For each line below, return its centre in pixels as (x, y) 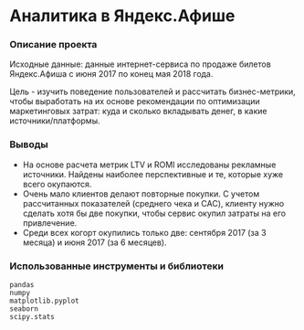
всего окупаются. (57, 184)
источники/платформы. (55, 121)
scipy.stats (32, 317)
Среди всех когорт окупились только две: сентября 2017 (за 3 (144, 232)
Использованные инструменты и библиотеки (116, 266)
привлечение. (50, 223)
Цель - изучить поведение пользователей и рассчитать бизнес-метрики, (153, 91)
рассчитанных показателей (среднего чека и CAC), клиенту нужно (153, 203)
